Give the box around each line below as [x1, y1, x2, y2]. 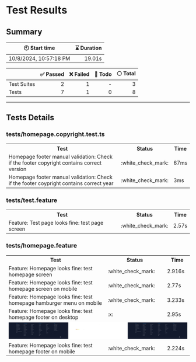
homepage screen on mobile [8, 285, 78, 292]
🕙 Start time [23, 44, 55, 51]
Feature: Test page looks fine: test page [8, 219, 104, 226]
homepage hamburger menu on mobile [8, 300, 102, 307]
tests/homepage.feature [6, 242, 78, 250]
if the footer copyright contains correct [8, 159, 102, 166]
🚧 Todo [94, 71, 112, 78]
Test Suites [8, 81, 36, 88]
